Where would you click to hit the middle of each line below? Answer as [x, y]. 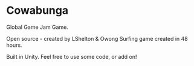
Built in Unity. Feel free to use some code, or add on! [72, 56]
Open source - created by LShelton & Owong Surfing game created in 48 [97, 38]
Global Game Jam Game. [37, 27]
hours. [14, 45]
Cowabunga [37, 10]
